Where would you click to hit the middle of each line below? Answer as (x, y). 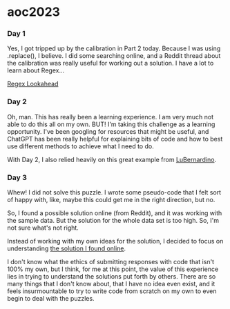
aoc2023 (34, 12)
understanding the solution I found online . (67, 248)
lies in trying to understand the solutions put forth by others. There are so (112, 277)
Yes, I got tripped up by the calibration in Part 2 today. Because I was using (114, 48)
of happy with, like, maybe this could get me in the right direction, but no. (111, 200)
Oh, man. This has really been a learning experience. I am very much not (111, 117)
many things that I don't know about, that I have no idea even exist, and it (111, 284)
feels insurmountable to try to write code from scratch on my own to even (112, 291)
